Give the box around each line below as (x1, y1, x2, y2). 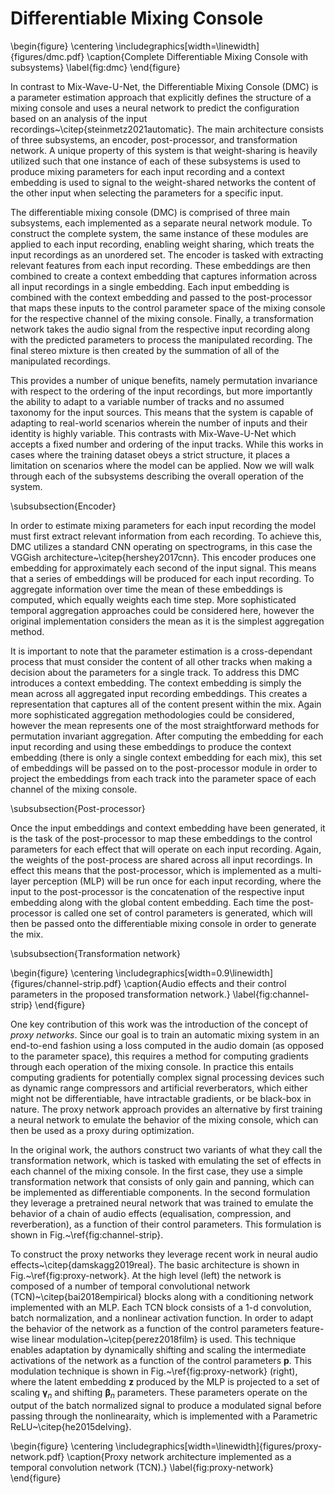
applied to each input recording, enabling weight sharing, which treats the (10, 238, 315, 250)
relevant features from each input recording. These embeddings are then (10, 259, 312, 271)
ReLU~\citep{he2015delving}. (10, 1420, 132, 1432)
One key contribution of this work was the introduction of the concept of (10, 1018, 309, 1030)
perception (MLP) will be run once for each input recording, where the (33, 875, 322, 887)
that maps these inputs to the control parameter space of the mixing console (10, 302, 326, 314)
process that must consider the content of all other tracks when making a (10, 655, 313, 667)
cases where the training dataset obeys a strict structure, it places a (10, 448, 291, 461)
